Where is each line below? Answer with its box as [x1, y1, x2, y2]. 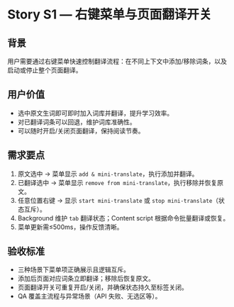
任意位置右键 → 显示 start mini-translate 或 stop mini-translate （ [17, 196, 219, 204]
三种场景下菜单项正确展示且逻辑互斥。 [17, 265, 130, 274]
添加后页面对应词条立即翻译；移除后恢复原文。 [17, 274, 155, 283]
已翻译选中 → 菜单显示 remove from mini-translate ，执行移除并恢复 [17, 178, 218, 186]
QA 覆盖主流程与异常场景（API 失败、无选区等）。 [17, 292, 162, 301]
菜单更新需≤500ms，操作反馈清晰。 [17, 223, 123, 231]
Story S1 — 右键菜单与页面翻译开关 [7, 6, 212, 23]
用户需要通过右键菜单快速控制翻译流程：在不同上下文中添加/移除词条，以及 [7, 57, 228, 65]
